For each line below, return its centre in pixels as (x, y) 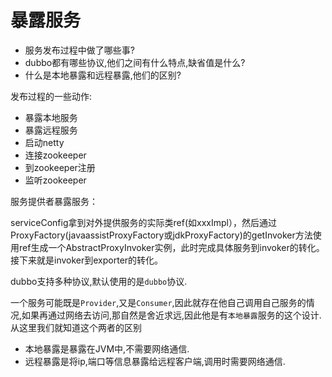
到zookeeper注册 (60, 167)
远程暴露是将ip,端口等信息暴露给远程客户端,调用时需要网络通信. (155, 361)
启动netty (44, 142)
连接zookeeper (55, 155)
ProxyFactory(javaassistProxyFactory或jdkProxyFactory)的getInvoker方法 (161, 235)
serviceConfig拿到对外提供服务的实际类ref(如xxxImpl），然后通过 (143, 222)
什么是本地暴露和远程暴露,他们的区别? (103, 75)
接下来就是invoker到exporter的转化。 (87, 260)
